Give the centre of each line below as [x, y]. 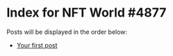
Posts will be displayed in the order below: [67, 32]
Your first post [37, 45]
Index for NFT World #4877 [86, 13]
